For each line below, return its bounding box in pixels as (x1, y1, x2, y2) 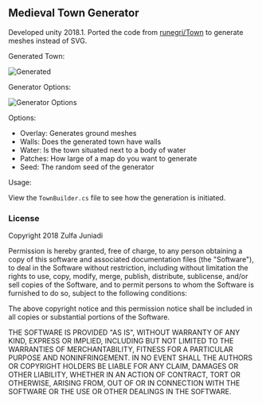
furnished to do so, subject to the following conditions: (8, 289, 187, 298)
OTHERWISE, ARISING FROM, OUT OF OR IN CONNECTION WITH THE (8, 378, 240, 388)
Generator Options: (8, 82, 72, 91)
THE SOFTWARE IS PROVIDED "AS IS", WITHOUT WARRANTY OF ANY (8, 327, 240, 337)
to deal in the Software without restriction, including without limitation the (8, 263, 248, 273)
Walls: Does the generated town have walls (19, 137, 162, 146)
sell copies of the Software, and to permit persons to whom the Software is (8, 280, 255, 289)
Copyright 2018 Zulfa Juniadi (8, 231, 104, 241)
